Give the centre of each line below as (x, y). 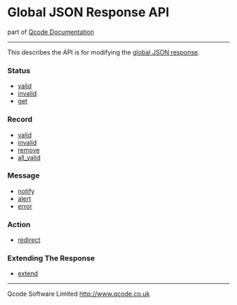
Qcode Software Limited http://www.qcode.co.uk (79, 294)
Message (24, 175)
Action (19, 224)
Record (20, 120)
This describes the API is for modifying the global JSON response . (104, 52)
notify (26, 191)
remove (29, 150)
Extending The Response (51, 258)
